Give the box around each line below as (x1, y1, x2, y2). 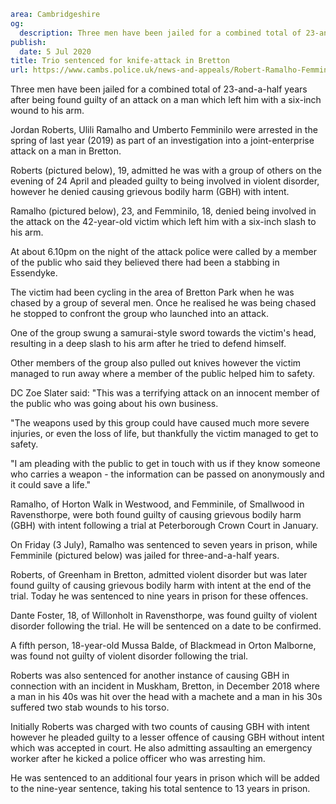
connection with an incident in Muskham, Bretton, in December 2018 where (10, 680, 320, 692)
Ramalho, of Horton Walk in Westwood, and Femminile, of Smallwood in (10, 498, 305, 510)
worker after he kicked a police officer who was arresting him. (10, 753, 266, 765)
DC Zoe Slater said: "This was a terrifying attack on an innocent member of (10, 387, 320, 399)
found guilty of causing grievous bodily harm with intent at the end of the (10, 580, 312, 592)
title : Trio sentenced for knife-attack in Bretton (10, 56, 230, 66)
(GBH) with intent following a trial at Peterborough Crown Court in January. (10, 520, 319, 532)
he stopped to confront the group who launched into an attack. (10, 308, 270, 320)
